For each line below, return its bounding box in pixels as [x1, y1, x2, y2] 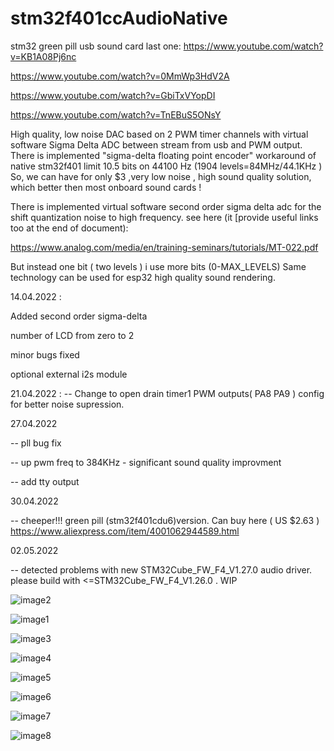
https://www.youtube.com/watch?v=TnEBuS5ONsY [10, 108, 222, 121]
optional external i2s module [10, 368, 128, 380]
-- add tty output [10, 475, 80, 487]
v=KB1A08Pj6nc [10, 50, 77, 62]
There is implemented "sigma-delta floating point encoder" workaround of [10, 149, 317, 161]
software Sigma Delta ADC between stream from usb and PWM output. [10, 138, 303, 151]
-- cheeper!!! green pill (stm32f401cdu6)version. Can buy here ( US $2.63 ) [10, 514, 320, 526]
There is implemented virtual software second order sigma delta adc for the [10, 200, 322, 212]
